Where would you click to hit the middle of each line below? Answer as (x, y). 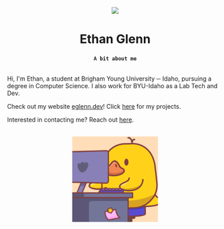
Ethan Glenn (115, 39)
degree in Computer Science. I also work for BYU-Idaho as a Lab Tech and (112, 85)
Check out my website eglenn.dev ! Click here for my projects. (94, 106)
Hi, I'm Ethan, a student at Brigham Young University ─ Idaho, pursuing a (110, 79)
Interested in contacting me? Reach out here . (71, 120)
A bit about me (115, 58)
